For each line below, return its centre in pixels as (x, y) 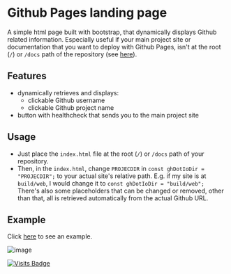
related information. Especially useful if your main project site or (99, 39)
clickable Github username (66, 100)
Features (27, 76)
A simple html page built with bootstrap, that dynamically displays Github (112, 32)
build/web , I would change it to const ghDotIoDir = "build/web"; (111, 183)
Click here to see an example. (50, 236)
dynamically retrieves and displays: (68, 92)
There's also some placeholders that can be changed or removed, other (121, 191)
